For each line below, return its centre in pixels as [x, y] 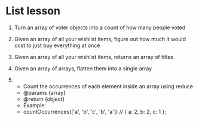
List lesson [33, 11]
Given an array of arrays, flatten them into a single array [83, 68]
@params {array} [45, 92]
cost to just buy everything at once [57, 45]
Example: [34, 105]
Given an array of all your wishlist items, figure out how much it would [100, 39]
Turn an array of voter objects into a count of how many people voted [100, 27]
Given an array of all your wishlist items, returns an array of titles [94, 57]
